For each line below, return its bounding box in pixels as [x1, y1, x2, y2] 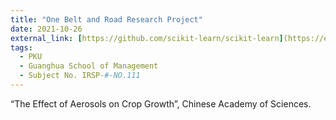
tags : [10, 42, 33, 53]
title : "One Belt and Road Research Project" [10, 14, 203, 25]
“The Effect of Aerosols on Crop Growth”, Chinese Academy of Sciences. [10, 97, 312, 110]
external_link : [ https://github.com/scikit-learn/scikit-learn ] [10, 33, 284, 43]
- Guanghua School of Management [19, 61, 159, 71]
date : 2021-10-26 [10, 24, 83, 34]
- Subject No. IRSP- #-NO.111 [19, 71, 141, 81]
